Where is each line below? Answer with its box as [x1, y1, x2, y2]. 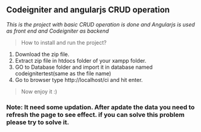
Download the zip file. [14, 51, 69, 58]
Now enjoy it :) [21, 87, 57, 95]
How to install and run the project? [21, 39, 107, 46]
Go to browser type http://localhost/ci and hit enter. [14, 76, 143, 83]
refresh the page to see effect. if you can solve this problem [6, 110, 185, 119]
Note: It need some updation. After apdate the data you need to [6, 102, 195, 111]
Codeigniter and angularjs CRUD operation [6, 5, 170, 15]
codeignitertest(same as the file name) [14, 69, 112, 77]
